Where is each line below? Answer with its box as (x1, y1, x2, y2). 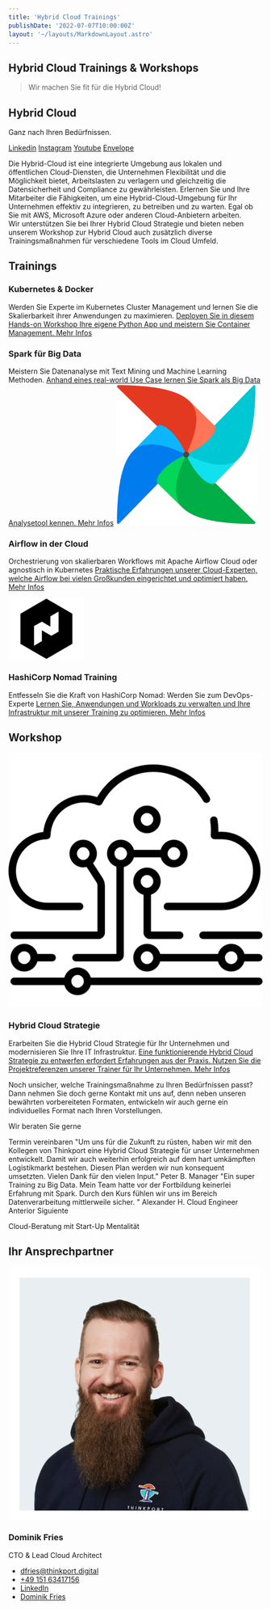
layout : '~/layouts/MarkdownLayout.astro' (8, 30, 153, 38)
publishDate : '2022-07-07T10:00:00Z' (8, 21, 135, 30)
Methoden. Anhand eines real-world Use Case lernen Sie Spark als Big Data (8, 374, 261, 384)
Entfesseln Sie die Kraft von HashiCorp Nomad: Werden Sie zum (8, 690, 222, 699)
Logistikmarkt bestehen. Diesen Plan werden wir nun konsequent (8, 1163, 224, 1172)
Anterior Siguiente (8, 1206, 69, 1215)
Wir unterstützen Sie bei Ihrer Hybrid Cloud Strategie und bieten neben (8, 219, 244, 228)
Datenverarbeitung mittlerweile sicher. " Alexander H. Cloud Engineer (8, 1197, 239, 1206)
